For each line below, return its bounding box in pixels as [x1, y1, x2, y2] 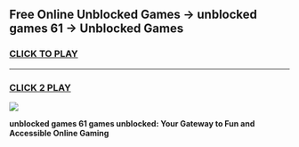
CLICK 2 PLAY [9, 81, 71, 94]
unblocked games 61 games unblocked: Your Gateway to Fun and [9, 118, 255, 128]
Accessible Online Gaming [9, 127, 109, 138]
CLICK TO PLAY [9, 48, 78, 61]
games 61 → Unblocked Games [9, 21, 184, 37]
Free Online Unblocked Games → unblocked [9, 7, 258, 22]
